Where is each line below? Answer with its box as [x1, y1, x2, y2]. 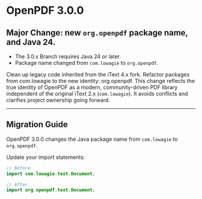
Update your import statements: [6, 153, 85, 161]
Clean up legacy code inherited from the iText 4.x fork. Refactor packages [6, 71, 190, 78]
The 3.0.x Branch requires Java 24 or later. [14, 53, 121, 60]
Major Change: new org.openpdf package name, [6, 28, 188, 38]
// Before [6, 165, 31, 171]
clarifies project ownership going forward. [6, 97, 110, 103]
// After [6, 182, 28, 188]
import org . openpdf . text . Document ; [6, 187, 96, 193]
